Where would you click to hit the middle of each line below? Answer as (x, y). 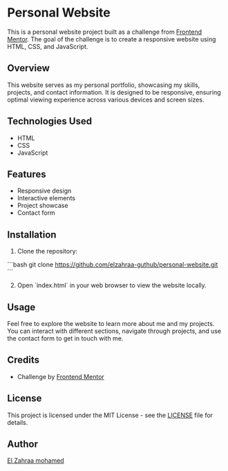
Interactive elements (46, 198)
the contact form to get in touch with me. (65, 338)
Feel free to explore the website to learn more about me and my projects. (111, 324)
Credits (23, 360)
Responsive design (44, 191)
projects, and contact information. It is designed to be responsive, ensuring (114, 92)
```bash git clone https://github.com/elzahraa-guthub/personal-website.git (113, 265)
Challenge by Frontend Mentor (61, 376)
